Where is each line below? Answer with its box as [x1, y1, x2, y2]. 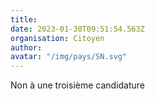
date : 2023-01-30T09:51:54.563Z [10, 24, 145, 34]
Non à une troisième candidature [10, 79, 146, 91]
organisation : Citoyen [10, 33, 105, 43]
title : [10, 14, 38, 25]
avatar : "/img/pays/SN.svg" [10, 52, 128, 62]
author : [10, 42, 43, 53]
